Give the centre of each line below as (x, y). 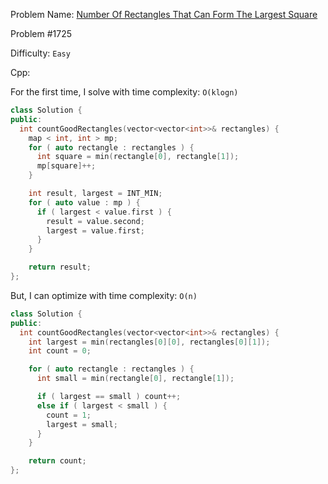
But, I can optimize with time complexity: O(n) (104, 295)
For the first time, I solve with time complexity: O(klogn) (124, 92)
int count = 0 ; (60, 351)
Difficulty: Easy (40, 53)
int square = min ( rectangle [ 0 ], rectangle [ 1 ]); (138, 157)
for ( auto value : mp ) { (84, 202)
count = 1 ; (69, 415)
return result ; (60, 267)
